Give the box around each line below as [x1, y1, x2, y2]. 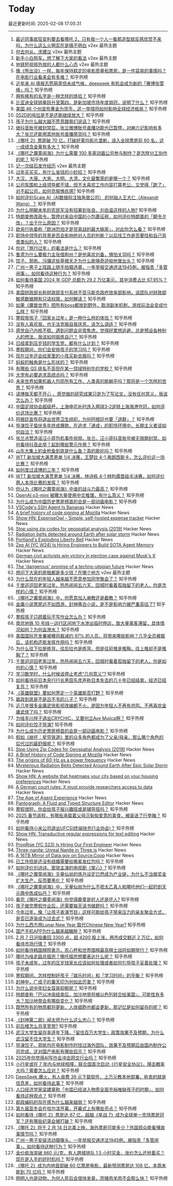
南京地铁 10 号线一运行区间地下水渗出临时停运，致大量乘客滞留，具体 [15, 620, 161, 626]
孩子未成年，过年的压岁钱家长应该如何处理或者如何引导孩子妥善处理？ [15, 959, 162, 966]
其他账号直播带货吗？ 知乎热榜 [47, 131, 110, 137]
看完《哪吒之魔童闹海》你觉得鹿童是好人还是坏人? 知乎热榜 [15, 896, 139, 902]
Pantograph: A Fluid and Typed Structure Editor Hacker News [15, 800, 144, 806]
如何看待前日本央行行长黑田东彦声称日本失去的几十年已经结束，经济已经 [15, 677, 166, 683]
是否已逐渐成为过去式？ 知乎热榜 [15, 915, 84, 921]
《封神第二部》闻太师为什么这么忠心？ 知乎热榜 [15, 1017, 115, 1023]
